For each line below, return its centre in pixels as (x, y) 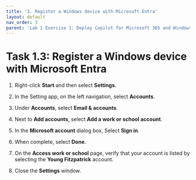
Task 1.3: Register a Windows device (97, 57)
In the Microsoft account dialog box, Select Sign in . (77, 131)
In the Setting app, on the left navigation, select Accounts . (85, 96)
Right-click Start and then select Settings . (65, 85)
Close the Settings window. (48, 171)
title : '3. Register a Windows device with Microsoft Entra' (82, 11)
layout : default (26, 17)
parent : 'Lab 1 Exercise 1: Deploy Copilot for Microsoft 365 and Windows (99, 28)
